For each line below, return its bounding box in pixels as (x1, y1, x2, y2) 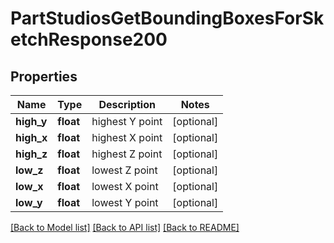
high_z (15, 147, 48, 161)
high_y (15, 115, 48, 128)
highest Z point (91, 147, 163, 161)
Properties (10, 68, 78, 85)
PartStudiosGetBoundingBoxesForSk (10, 7, 325, 30)
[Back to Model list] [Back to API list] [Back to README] (10, 222, 240, 233)
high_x (15, 131, 48, 144)
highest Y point (91, 115, 163, 128)
